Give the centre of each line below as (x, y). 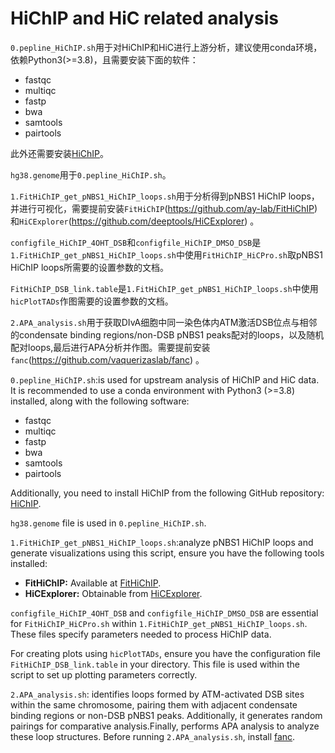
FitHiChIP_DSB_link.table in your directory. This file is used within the (155, 664)
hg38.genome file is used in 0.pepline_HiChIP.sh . (108, 523)
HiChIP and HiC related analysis (144, 18)
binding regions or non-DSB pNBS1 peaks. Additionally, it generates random (166, 715)
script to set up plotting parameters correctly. (104, 674)
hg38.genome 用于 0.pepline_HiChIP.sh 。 (91, 174)
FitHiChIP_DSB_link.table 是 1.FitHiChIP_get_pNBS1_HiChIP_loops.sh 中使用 (164, 288)
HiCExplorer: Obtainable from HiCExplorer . (113, 593)
